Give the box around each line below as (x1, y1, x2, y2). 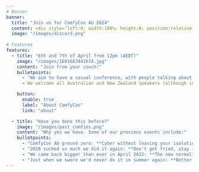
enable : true (21, 97, 54, 103)
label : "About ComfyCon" (21, 102, 84, 108)
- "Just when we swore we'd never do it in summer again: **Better (21, 157, 192, 163)
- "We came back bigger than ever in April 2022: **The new (21, 151, 174, 157)
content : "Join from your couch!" (17, 63, 102, 70)
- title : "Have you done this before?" (11, 118, 110, 125)
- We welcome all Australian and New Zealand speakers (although (21, 81, 187, 87)
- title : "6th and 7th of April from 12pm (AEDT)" (11, 53, 139, 59)
